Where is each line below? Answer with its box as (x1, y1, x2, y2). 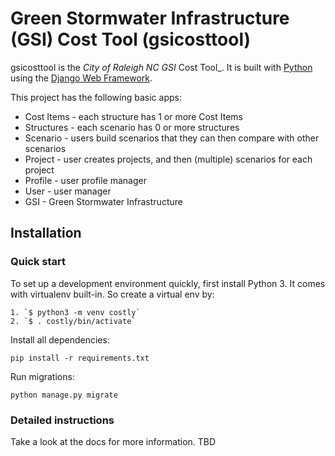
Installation (10, 225, 82, 242)
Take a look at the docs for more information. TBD (10, 435, 217, 447)
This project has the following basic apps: (10, 91, 182, 103)
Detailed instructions (10, 413, 115, 427)
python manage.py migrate (10, 390, 118, 400)
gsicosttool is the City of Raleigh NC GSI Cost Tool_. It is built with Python (10, 61, 313, 73)
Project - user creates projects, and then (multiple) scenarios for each (24, 153, 313, 165)
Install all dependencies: (10, 333, 110, 346)
